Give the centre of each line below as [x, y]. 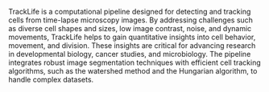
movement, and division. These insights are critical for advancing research [132, 46]
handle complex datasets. [51, 80]
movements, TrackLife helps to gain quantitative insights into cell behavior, [132, 37]
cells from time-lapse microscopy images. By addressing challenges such [131, 20]
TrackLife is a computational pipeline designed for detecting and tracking [130, 12]
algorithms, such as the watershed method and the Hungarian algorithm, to [133, 71]
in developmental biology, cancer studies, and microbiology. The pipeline [130, 54]
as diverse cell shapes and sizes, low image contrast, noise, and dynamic [130, 28]
